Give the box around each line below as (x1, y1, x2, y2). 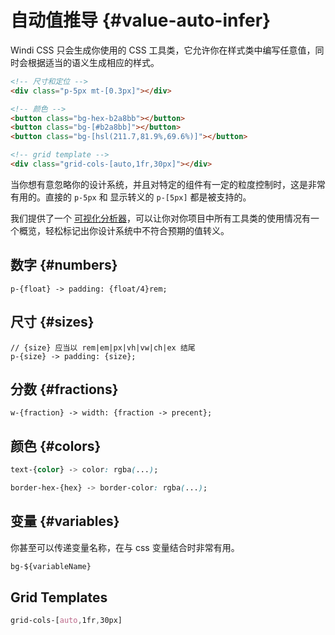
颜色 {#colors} (10, 437, 102, 455)
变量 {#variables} (10, 513, 120, 530)
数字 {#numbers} (10, 257, 118, 274)
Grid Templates (10, 589, 108, 606)
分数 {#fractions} (10, 381, 119, 398)
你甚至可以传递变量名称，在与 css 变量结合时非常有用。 (10, 541, 240, 553)
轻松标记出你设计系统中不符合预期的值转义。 (44, 224, 230, 236)
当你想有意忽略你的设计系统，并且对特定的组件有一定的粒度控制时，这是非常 (10, 178, 326, 190)
